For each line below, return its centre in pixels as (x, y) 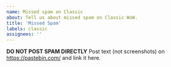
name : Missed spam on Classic (45, 12)
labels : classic (27, 29)
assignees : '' (24, 34)
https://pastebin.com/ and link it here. (53, 58)
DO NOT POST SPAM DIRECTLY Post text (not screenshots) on (85, 51)
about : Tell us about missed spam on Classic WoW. (72, 18)
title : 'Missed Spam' (34, 23)
